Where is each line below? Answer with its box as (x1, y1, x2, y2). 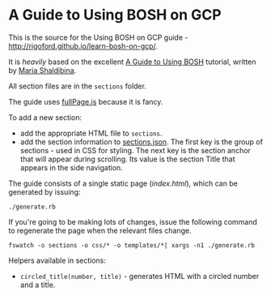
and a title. (19, 280, 56, 290)
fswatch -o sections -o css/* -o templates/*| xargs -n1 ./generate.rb (8, 241, 255, 249)
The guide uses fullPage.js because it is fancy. (8, 97, 163, 106)
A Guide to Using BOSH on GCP (8, 6, 222, 24)
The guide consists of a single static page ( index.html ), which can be (8, 178, 239, 188)
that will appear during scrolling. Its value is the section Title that (19, 154, 236, 164)
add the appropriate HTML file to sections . (19, 128, 163, 138)
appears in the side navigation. (19, 162, 123, 172)
